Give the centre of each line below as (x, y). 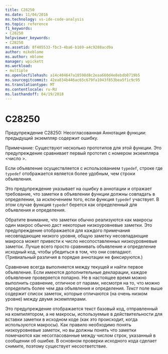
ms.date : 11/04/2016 (27, 15)
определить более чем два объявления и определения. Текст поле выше (84, 288)
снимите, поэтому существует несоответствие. (56, 346)
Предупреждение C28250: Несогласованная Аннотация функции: (76, 133)
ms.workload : (19, 66)
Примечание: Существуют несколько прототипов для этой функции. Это (83, 148)
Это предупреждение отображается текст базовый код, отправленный (81, 309)
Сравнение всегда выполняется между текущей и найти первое (74, 267)
